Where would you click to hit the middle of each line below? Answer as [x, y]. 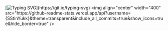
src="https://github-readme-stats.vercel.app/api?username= [68, 13]
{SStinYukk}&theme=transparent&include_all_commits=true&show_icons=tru [84, 18]
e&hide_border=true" [27, 23]
